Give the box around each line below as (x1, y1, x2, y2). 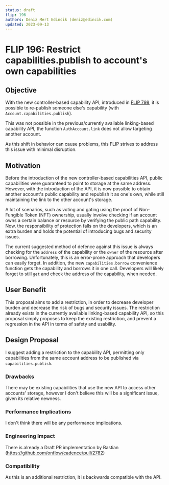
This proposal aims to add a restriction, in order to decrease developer (5, 299, 154, 305)
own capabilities (5, 65, 77, 77)
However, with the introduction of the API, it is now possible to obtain (5, 186, 151, 192)
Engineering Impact (5, 433, 55, 440)
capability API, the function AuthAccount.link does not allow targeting (5, 126, 152, 132)
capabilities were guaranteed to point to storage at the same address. (5, 180, 152, 187)
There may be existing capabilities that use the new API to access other (5, 384, 156, 390)
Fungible (5, 212, 24, 218)
